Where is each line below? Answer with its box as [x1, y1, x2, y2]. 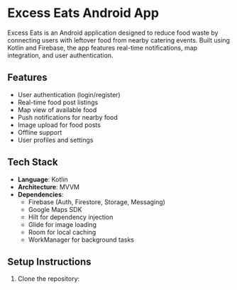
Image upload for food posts [17, 121, 101, 129]
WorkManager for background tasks [28, 235, 135, 244]
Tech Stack [7, 156, 58, 168]
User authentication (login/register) [17, 90, 121, 99]
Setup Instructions [7, 255, 92, 267]
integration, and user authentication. [7, 51, 114, 60]
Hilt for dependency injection [28, 213, 114, 221]
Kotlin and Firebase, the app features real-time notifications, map [7, 43, 197, 52]
